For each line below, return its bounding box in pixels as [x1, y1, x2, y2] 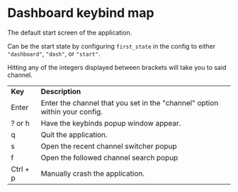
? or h [11, 118, 30, 128]
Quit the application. [40, 129, 108, 139]
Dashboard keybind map [7, 5, 154, 21]
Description [40, 86, 81, 96]
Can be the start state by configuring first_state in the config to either [7, 42, 216, 50]
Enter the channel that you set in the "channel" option [40, 97, 219, 107]
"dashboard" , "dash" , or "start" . [7, 49, 101, 58]
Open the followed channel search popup [40, 152, 178, 162]
